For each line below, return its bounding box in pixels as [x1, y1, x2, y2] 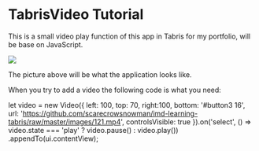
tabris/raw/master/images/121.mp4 [8, 116, 121, 127]
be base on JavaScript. [8, 39, 83, 49]
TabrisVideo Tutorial [8, 6, 144, 24]
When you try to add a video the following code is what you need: [8, 85, 222, 94]
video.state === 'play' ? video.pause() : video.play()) [8, 125, 179, 134]
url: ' [8, 109, 24, 118]
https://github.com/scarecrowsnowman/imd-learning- [22, 109, 198, 118]
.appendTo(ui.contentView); [8, 134, 98, 143]
